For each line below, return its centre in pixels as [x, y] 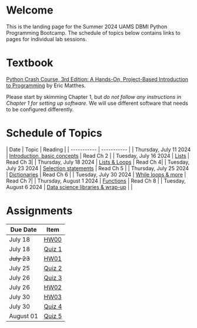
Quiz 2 [53, 268]
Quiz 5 [53, 316]
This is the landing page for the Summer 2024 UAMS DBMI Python [87, 26]
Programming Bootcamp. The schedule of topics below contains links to [93, 32]
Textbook [30, 63]
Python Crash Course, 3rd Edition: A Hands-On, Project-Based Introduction [97, 79]
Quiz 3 [53, 277]
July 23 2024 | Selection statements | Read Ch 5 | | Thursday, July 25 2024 [98, 168]
